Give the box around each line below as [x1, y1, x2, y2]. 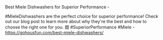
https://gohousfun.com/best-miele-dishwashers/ [5, 30, 104, 35]
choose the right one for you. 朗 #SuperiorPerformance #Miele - [5, 24, 135, 30]
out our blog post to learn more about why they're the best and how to [5, 19, 147, 24]
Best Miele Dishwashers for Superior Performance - [5, 4, 110, 10]
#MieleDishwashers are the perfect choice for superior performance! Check [5, 13, 159, 19]
